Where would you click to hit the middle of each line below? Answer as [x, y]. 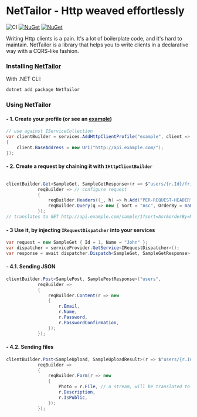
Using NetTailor [29, 105]
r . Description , [77, 392]
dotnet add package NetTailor [43, 90]
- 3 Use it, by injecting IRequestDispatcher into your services [81, 230]
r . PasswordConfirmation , [89, 322]
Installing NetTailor [34, 66]
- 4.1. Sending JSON [31, 267]
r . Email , [69, 307]
